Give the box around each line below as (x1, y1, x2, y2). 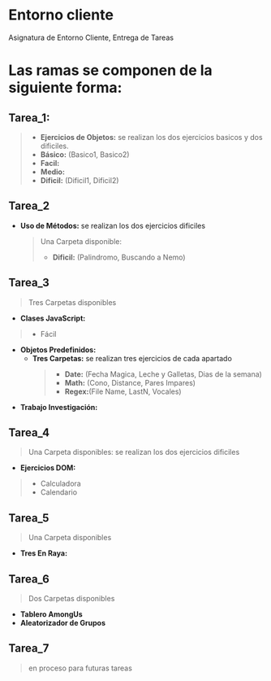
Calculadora (40, 478, 81, 489)
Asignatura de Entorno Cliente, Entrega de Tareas (8, 33, 174, 42)
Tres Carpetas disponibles (28, 297, 117, 307)
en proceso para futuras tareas (28, 663, 132, 673)
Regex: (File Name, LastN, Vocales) (64, 386, 182, 396)
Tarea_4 (8, 426, 50, 439)
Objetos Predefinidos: (19, 344, 97, 355)
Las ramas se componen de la (8, 61, 213, 80)
